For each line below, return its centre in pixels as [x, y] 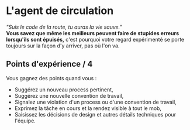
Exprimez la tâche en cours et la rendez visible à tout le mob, [88, 108]
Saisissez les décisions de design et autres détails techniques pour [95, 114]
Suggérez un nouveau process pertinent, [64, 90]
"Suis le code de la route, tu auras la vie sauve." [64, 27]
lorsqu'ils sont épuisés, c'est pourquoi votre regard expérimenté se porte [95, 39]
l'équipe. [25, 121]
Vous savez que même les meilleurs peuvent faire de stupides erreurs [93, 33]
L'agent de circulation [60, 11]
